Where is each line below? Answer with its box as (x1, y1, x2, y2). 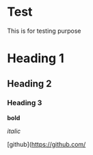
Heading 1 (7, 51, 65, 66)
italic (7, 127, 21, 135)
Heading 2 (7, 78, 53, 89)
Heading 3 (7, 98, 42, 108)
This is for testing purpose (7, 27, 81, 35)
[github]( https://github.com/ (7, 140, 86, 148)
